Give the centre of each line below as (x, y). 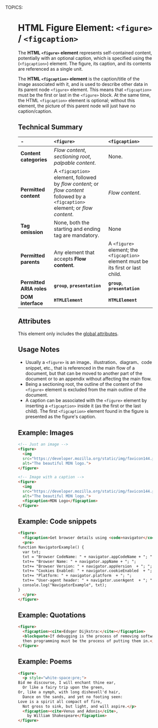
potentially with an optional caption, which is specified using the (85, 58)
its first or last (125, 267)
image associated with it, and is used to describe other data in (83, 84)
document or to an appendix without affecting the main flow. (88, 379)
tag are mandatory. (77, 235)
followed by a (70, 196)
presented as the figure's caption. (61, 417)
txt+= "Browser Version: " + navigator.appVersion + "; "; (87, 566)
